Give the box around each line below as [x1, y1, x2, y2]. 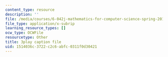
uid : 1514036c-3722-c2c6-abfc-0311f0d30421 [5, 44, 97, 49]
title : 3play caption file [5, 40, 61, 45]
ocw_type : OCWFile [5, 30, 43, 35]
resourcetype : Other [5, 35, 48, 40]
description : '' [5, 12, 39, 17]
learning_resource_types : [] [5, 26, 66, 31]
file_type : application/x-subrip [5, 21, 75, 26]
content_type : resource [5, 7, 55, 12]
